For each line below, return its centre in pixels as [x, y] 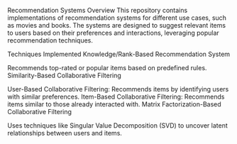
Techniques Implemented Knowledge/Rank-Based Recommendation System [119, 54]
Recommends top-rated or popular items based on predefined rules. [107, 68]
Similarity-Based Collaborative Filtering [65, 75]
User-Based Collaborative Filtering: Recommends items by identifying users [118, 89]
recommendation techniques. [50, 40]
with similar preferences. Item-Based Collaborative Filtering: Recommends [116, 96]
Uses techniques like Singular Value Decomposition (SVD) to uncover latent [118, 126]
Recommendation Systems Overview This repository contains [98, 10]
